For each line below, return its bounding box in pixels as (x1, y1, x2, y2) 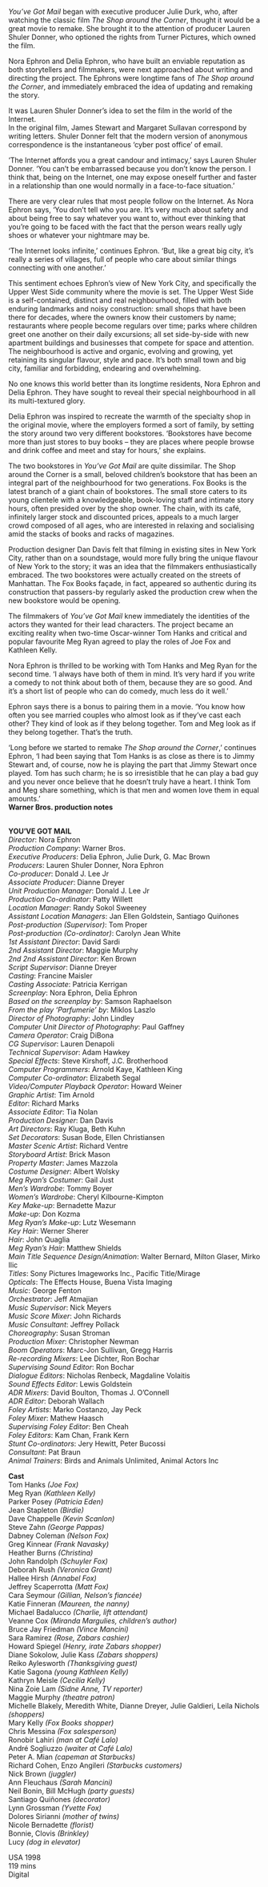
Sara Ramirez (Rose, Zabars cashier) (8, 1633, 130, 1642)
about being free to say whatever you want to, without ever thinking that (8, 214, 246, 223)
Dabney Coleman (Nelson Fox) (8, 1531, 110, 1540)
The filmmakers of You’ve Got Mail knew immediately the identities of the (8, 612, 250, 620)
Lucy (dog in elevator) (8, 1837, 82, 1846)
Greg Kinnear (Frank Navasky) (8, 1540, 110, 1548)
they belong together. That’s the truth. (8, 728, 134, 737)
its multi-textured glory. (8, 396, 86, 405)
